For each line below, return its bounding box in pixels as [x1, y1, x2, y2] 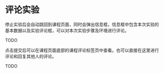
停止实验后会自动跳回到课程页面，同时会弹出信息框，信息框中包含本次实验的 [5, 21, 159, 27]
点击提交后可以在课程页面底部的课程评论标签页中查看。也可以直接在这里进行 [5, 47, 159, 53]
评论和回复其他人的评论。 [5, 53, 57, 59]
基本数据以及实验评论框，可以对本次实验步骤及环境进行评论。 [5, 27, 129, 33]
